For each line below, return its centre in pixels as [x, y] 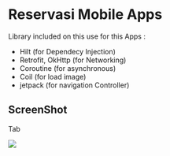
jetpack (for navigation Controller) [74, 85]
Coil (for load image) [53, 76]
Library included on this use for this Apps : [77, 36]
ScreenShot [38, 110]
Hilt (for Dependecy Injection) [68, 51]
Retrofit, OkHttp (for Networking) [73, 60]
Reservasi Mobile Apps [85, 15]
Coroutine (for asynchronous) [68, 68]
